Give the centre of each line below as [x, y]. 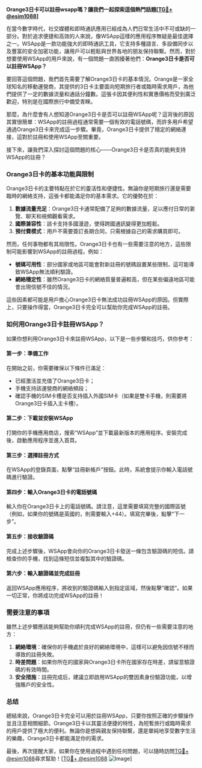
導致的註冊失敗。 [36, 654]
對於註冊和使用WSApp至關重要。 [63, 137]
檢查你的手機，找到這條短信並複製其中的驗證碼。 [67, 558]
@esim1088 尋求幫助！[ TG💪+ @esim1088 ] [69, 759]
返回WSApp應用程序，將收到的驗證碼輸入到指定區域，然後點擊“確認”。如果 [99, 588]
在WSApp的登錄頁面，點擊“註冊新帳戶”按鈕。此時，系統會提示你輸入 [92, 470]
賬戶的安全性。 [39, 684]
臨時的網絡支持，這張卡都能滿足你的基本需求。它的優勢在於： [83, 196]
